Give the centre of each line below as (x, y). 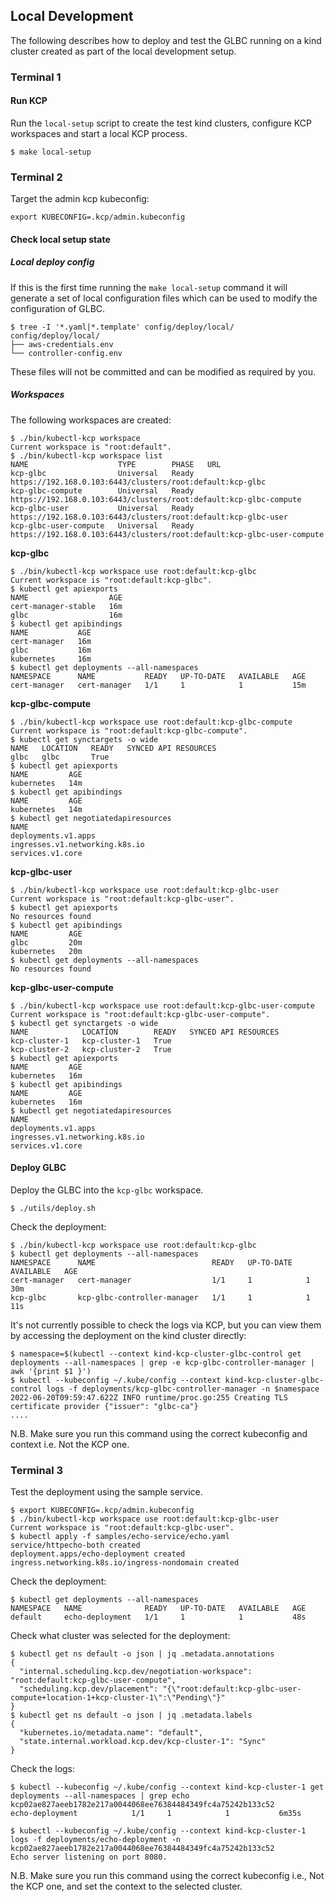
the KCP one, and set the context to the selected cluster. (126, 1886)
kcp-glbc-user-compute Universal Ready (102, 525)
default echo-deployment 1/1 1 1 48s (158, 1617)
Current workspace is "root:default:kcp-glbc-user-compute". (140, 1014)
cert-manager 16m (51, 641)
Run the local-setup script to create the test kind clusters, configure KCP (161, 123)
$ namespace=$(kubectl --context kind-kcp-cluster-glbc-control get (156, 1354)
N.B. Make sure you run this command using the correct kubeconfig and (159, 1433)
